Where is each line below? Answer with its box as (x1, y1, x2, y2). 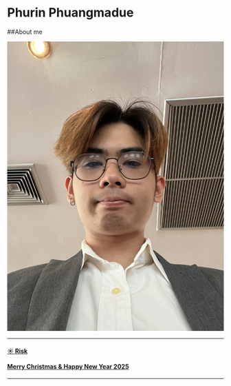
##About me (7, 28, 43, 36)
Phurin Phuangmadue (7, 5, 134, 21)
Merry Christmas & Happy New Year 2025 (7, 363, 129, 371)
